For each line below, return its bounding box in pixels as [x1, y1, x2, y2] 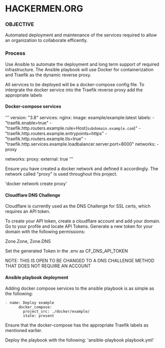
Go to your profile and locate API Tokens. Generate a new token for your [5, 223, 153, 229]
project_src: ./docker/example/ [23, 309, 90, 314]
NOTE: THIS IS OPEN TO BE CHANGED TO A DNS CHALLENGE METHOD [5, 258, 155, 264]
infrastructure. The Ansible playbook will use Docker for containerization [5, 66, 154, 72]
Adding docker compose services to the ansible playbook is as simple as [5, 285, 155, 292]
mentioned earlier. [5, 328, 43, 334]
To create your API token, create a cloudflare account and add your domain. [5, 218, 161, 224]
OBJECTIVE [5, 21, 34, 28]
